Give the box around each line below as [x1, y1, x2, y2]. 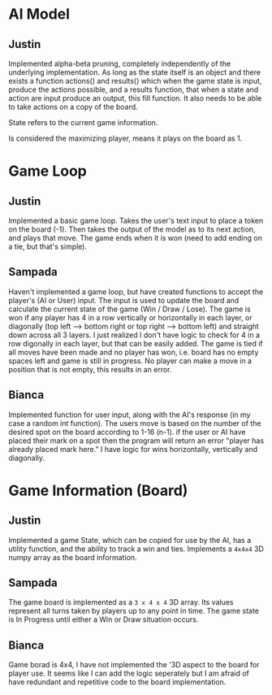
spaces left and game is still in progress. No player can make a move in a [8, 355, 253, 366]
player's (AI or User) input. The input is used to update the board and [8, 295, 240, 305]
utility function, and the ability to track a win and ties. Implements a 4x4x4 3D [8, 544, 264, 554]
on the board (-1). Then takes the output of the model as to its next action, [8, 224, 256, 234]
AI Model [8, 5, 71, 24]
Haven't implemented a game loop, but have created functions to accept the [8, 286, 264, 297]
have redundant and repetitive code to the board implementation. [8, 677, 227, 687]
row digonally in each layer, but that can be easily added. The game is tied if [8, 338, 264, 348]
